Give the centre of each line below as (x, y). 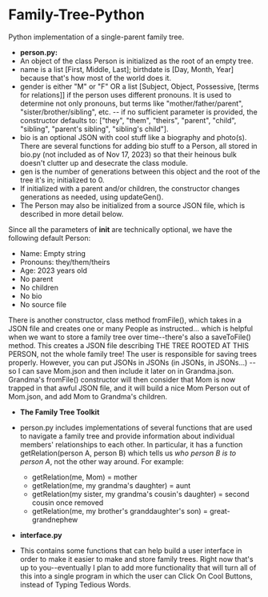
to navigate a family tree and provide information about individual (127, 436)
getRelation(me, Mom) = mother (84, 477)
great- (220, 511)
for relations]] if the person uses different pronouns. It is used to (126, 94)
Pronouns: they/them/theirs (65, 262)
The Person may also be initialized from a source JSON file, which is (132, 205)
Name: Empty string (53, 253)
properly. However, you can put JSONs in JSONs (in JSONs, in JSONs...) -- (132, 363)
